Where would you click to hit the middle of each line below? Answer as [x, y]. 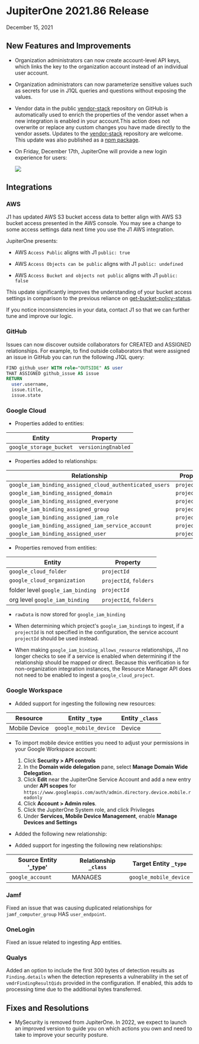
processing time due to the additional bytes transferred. [74, 990]
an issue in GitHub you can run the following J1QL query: [76, 357]
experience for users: [41, 158]
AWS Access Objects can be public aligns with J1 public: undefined [99, 264]
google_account [31, 877]
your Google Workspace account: [56, 749]
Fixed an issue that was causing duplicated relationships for [79, 908]
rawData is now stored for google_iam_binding [70, 615]
